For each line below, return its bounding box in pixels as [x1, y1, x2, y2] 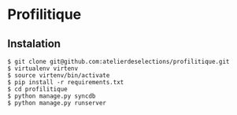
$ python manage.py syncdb [7, 92, 96, 100]
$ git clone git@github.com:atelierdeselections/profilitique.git [7, 57, 230, 65]
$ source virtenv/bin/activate [7, 72, 110, 80]
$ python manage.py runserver [7, 99, 107, 107]
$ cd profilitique [7, 85, 68, 93]
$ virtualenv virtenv [7, 65, 79, 72]
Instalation [7, 37, 61, 50]
